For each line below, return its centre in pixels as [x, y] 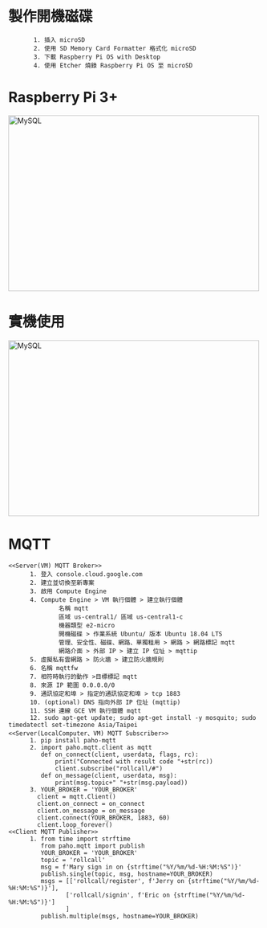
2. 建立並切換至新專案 [62, 583]
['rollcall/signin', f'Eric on [118, 895]
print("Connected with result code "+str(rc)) [134, 761]
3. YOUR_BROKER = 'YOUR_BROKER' [83, 789]
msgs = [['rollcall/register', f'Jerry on [112, 881]
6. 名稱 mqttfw [54, 668]
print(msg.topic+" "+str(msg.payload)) [121, 783]
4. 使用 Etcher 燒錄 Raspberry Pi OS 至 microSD [113, 65]
